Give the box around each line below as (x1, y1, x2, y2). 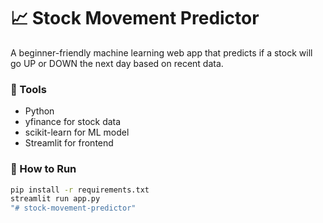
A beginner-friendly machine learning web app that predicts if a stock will (10, 46, 313, 59)
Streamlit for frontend (24, 137, 114, 149)
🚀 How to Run (10, 162, 77, 176)
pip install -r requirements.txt (10, 185, 150, 195)
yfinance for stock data (24, 116, 122, 128)
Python (24, 105, 55, 117)
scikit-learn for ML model (24, 126, 130, 139)
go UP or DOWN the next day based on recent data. (10, 57, 224, 69)
